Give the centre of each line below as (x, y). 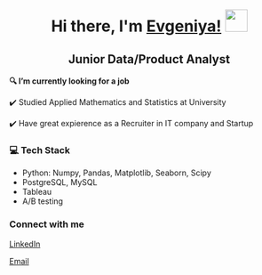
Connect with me (47, 224)
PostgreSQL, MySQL (60, 182)
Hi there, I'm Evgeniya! (136, 26)
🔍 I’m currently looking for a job (70, 81)
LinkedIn (25, 244)
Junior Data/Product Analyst (149, 59)
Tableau (37, 192)
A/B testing (43, 201)
